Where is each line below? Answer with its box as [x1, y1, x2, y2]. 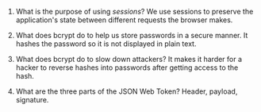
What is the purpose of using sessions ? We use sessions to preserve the [15, 7, 254, 16]
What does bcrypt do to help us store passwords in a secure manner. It [15, 31, 248, 40]
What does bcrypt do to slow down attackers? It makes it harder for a [15, 55, 243, 64]
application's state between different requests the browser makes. [15, 15, 233, 25]
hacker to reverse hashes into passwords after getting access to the [15, 63, 239, 72]
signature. [15, 95, 49, 104]
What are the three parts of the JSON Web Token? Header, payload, [15, 87, 238, 96]
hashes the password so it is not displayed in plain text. [15, 39, 197, 48]
